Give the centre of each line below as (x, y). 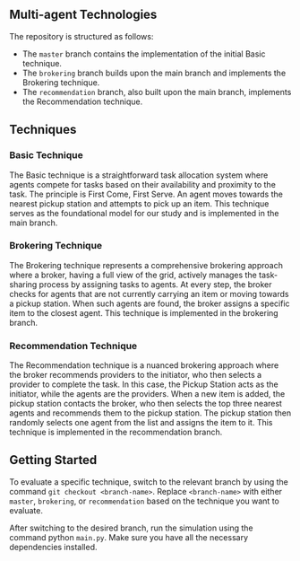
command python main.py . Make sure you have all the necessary (129, 537)
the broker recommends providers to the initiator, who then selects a (136, 375)
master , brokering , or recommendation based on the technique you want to (144, 501)
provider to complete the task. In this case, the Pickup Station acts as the (144, 384)
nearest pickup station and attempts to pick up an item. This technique (139, 203)
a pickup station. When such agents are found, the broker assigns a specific (150, 303)
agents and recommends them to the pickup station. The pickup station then (150, 413)
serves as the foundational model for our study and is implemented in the (144, 213)
